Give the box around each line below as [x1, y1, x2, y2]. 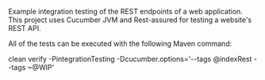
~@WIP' [27, 63, 55, 72]
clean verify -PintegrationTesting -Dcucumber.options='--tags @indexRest [8, 55, 252, 63]
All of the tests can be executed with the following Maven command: [8, 39, 232, 48]
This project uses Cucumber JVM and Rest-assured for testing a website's [8, 15, 252, 25]
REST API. [8, 24, 41, 32]
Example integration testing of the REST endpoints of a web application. [8, 7, 244, 16]
